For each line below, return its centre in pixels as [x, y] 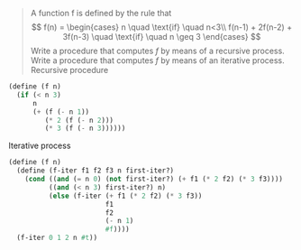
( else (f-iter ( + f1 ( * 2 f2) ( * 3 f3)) [125, 196]
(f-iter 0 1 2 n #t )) [57, 238]
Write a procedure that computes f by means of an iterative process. [157, 60]
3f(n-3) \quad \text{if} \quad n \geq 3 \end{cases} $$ [162, 37]
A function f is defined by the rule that [101, 13]
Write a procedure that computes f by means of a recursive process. [157, 51]
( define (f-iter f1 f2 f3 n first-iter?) [96, 171]
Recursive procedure [69, 70]
